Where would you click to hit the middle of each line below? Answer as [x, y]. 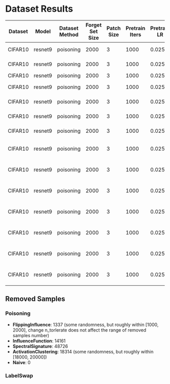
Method [69, 35]
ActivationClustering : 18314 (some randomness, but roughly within [83, 351]
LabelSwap [19, 375]
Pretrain [136, 28]
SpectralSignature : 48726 [40, 346]
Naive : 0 [22, 362]
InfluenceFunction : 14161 [39, 341]
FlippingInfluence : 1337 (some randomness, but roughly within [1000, [86, 324]
